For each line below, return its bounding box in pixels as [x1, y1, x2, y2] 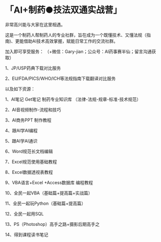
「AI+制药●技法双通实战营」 [5, 4, 122, 16]
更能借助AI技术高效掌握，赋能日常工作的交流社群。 [15, 38, 118, 44]
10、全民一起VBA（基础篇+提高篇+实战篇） [5, 190, 93, 196]
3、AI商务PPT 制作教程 [5, 117, 51, 123]
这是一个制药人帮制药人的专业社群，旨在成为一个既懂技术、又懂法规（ [5, 32, 147, 38]
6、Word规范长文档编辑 [5, 148, 53, 154]
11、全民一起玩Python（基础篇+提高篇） [5, 200, 86, 206]
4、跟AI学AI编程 [5, 127, 38, 133]
